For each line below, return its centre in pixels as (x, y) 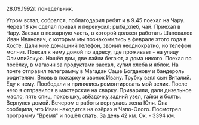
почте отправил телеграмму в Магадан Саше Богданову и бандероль (95, 71)
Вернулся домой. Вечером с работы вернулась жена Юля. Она (87, 103)
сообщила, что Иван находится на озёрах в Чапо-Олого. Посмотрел (94, 109)
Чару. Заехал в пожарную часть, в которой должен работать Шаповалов (99, 33)
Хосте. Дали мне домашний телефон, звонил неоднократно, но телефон (99, 45)
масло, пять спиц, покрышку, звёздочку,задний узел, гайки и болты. (94, 96)
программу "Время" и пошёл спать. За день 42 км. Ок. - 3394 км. (91, 115)
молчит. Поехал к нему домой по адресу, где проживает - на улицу (93, 52)
